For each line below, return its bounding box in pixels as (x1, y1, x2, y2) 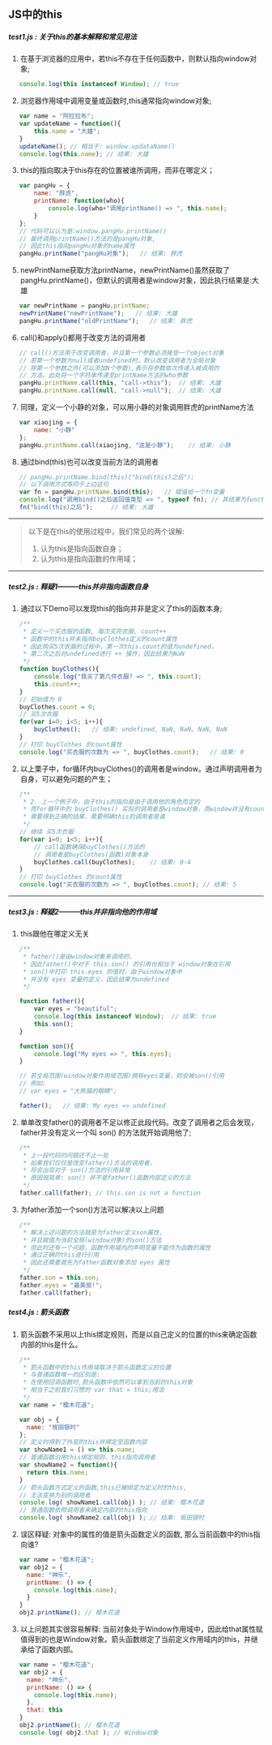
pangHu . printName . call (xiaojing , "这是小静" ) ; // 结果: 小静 (19, 441, 231, 449)
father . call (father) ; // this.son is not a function (19, 1189, 201, 1197)
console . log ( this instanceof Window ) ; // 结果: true (33, 1013, 217, 1021)
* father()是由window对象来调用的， (23, 952, 136, 960)
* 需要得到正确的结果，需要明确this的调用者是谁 (23, 812, 166, 821)
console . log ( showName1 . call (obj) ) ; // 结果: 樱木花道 (19, 1498, 205, 1507)
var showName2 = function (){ (19, 1461, 117, 1469)
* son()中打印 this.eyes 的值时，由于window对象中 (23, 967, 183, 976)
